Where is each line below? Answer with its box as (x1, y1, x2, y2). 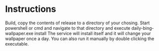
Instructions (5, 3, 56, 15)
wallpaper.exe (5, 30, 34, 36)
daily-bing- (131, 25, 154, 31)
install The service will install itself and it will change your (34, 30, 151, 36)
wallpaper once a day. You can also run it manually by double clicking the (5, 36, 155, 42)
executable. (5, 41, 29, 47)
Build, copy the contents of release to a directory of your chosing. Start (5, 20, 150, 26)
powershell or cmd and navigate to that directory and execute (5, 25, 131, 31)
